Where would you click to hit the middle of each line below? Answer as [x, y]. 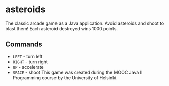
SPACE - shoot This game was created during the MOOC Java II [77, 72]
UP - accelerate [28, 67]
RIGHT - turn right [30, 62]
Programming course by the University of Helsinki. [65, 78]
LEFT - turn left [27, 56]
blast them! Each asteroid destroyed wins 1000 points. [61, 28]
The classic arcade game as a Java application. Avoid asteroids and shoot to [85, 23]
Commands [24, 45]
